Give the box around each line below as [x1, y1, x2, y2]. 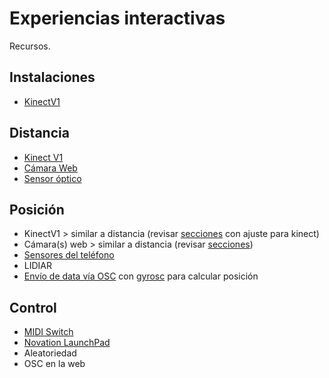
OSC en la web [23, 358, 86, 370]
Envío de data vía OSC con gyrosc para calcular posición [23, 270, 259, 282]
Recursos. [9, 40, 51, 52]
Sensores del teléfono [23, 249, 115, 261]
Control [9, 299, 57, 316]
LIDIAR [23, 260, 53, 272]
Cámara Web [23, 162, 78, 174]
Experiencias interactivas [9, 7, 226, 30]
